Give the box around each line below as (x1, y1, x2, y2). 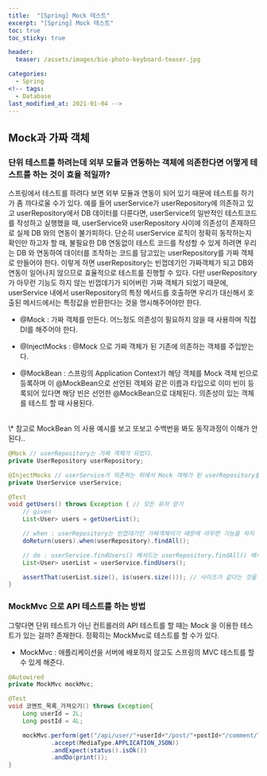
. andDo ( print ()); (50, 754, 109, 762)
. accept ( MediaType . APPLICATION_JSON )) (50, 739, 180, 747)
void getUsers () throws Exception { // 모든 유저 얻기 (8, 501, 184, 509)
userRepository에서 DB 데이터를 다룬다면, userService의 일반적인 (16, 209, 224, 218)
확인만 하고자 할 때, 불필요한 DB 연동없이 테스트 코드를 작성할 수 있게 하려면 (8, 238, 242, 248)
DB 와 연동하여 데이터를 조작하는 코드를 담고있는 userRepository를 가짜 (16, 248, 240, 258)
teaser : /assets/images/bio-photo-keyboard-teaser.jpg (15, 56, 201, 64)
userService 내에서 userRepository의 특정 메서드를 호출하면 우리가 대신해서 (8, 288, 246, 298)
